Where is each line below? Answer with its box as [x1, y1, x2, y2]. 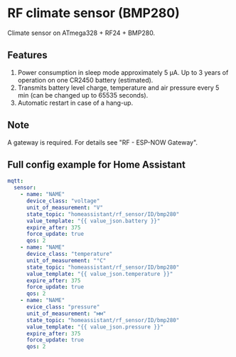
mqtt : [7, 177, 23, 185]
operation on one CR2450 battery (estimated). [17, 76, 154, 84]
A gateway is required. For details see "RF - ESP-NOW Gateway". [7, 138, 198, 147]
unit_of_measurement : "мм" [26, 310, 107, 317]
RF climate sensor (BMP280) [7, 5, 180, 21]
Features [7, 49, 48, 61]
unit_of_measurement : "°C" [26, 257, 107, 264]
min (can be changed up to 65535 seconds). [17, 90, 149, 99]
